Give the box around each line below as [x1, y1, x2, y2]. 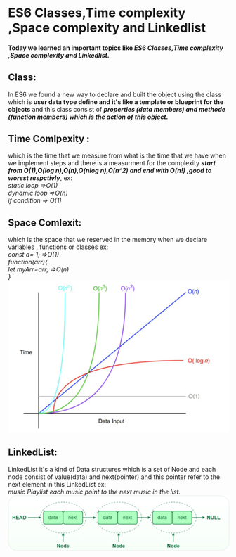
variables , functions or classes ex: [8, 243, 109, 251]
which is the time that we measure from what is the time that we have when [8, 151, 227, 160]
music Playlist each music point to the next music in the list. [8, 487, 181, 496]
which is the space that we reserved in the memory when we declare [8, 236, 208, 244]
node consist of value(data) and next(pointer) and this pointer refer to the [8, 473, 221, 481]
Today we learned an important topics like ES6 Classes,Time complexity [8, 44, 223, 52]
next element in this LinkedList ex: [8, 480, 107, 488]
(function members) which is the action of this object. [8, 113, 169, 121]
